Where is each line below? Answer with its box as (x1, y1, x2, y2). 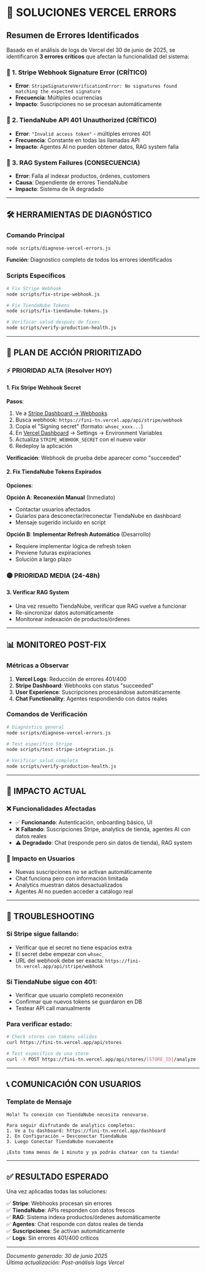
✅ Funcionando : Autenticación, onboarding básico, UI (15, 819, 153, 826)
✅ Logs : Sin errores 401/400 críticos (6, 1235, 99, 1242)
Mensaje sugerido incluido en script (15, 519, 106, 526)
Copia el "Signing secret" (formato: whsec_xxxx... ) (15, 422, 143, 430)
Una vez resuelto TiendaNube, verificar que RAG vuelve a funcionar (15, 602, 187, 610)
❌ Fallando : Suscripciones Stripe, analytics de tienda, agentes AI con (15, 825, 191, 833)
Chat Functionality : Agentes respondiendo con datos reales (15, 694, 167, 702)
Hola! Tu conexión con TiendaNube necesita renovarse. (6, 1112, 150, 1118)
